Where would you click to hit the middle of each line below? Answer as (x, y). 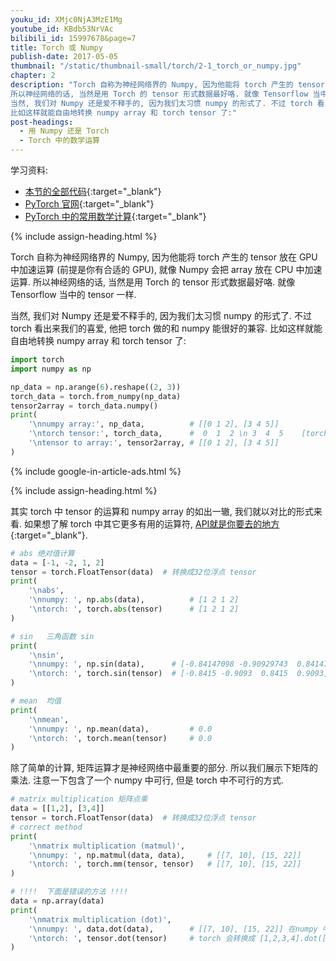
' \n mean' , (49, 719)
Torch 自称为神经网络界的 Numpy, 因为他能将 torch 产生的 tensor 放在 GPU (164, 257)
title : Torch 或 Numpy (56, 47)
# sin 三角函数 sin (52, 636)
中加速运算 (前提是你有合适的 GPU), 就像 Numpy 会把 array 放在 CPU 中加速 (166, 269)
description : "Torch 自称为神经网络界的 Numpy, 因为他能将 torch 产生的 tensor (167, 85)
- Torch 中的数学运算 (59, 141)
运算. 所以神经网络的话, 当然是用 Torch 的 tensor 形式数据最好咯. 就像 (153, 282)
